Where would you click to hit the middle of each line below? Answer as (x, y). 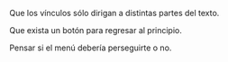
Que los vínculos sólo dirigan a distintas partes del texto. (114, 13)
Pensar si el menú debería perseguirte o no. (91, 48)
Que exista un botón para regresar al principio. (96, 30)
